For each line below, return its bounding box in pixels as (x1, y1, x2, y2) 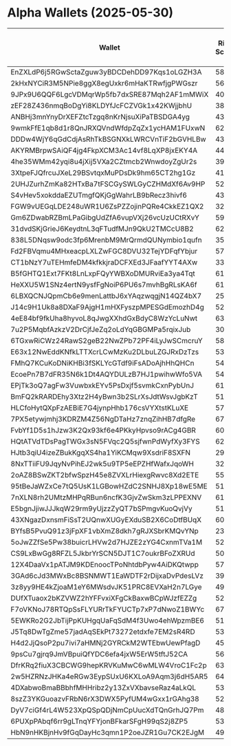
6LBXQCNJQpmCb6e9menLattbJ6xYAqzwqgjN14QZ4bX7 (10, 291, 202, 300)
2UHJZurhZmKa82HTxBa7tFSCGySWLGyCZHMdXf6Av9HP (10, 179, 206, 189)
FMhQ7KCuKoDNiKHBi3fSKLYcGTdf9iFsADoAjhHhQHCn (10, 358, 195, 368)
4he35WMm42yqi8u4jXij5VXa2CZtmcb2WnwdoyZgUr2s (10, 156, 197, 166)
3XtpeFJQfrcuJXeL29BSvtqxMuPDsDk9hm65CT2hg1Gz (10, 167, 196, 177)
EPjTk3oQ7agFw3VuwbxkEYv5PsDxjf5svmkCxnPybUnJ (10, 380, 195, 390)
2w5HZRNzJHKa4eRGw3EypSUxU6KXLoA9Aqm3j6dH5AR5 (10, 672, 208, 681)
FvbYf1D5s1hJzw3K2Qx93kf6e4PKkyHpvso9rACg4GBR (10, 425, 196, 435)
